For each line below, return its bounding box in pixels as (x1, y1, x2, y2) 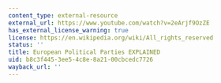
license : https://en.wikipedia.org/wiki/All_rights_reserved (8, 33, 214, 42)
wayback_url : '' (8, 63, 62, 71)
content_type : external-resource (8, 11, 118, 20)
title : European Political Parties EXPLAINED (8, 48, 160, 56)
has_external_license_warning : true (8, 26, 129, 34)
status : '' (8, 41, 44, 49)
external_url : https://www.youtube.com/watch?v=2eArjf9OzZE (8, 19, 211, 27)
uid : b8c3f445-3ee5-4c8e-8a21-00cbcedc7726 (8, 56, 154, 64)
